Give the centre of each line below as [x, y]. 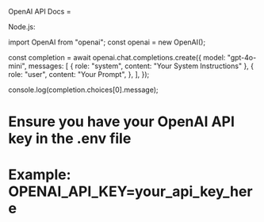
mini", [17, 66]
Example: [40, 175]
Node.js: [22, 27]
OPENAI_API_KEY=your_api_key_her [130, 191]
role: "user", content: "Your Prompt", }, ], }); [79, 74]
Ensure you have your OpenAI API [122, 122]
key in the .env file [70, 139]
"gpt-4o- [242, 57]
